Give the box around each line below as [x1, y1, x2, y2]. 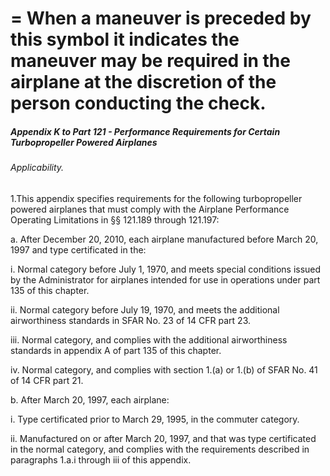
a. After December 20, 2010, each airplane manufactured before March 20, [10, 233, 319, 245]
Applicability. [10, 162, 65, 174]
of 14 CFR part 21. [10, 374, 84, 386]
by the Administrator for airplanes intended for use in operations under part [10, 273, 321, 286]
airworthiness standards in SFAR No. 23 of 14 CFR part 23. [10, 314, 251, 326]
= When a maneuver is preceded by [10, 7, 312, 30]
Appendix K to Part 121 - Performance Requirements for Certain [10, 125, 281, 137]
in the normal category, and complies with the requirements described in [10, 443, 310, 455]
